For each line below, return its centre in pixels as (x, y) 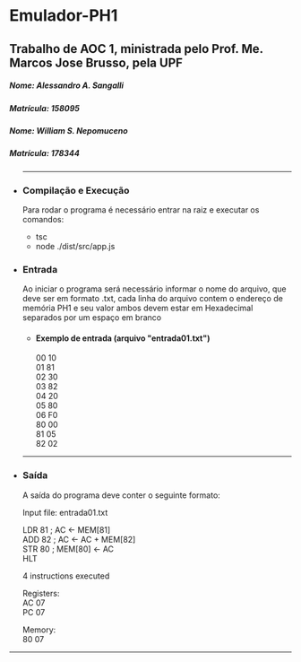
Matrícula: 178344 (45, 153)
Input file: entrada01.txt (65, 512)
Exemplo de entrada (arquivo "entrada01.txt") (123, 338)
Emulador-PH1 (64, 16)
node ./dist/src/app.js (75, 246)
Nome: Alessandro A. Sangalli (66, 85)
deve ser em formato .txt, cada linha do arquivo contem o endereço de (153, 299)
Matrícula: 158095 (45, 108)
